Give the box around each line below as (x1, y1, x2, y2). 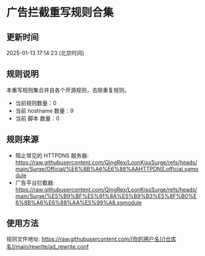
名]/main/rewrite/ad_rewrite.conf (6, 243, 89, 250)
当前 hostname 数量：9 (15, 107, 74, 114)
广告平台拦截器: (15, 179, 55, 186)
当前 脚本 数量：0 (15, 115, 60, 122)
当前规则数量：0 (15, 99, 57, 107)
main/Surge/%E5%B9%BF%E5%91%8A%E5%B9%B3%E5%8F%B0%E (15, 192, 197, 200)
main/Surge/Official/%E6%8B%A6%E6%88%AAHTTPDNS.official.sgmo (15, 165, 199, 172)
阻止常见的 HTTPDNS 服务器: (15, 151, 89, 159)
